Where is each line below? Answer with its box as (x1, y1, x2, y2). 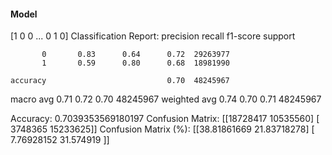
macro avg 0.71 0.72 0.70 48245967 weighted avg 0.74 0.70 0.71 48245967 (10, 93, 322, 105)
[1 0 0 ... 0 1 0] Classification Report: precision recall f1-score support (10, 30, 296, 42)
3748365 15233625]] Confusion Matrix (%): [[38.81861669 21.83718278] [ (10, 123, 315, 135)
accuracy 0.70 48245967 (10, 76, 230, 86)
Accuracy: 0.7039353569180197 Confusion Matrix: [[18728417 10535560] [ (10, 113, 320, 125)
